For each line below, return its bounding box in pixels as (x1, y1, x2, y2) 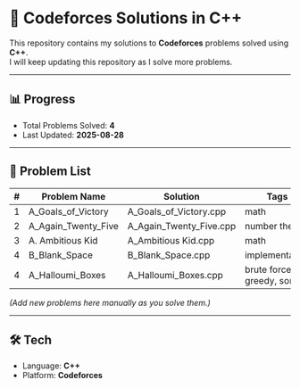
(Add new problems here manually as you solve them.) (9, 297, 212, 308)
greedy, (244, 274, 278, 286)
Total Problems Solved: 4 (21, 120, 115, 130)
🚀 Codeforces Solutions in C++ (9, 8, 243, 29)
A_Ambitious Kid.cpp (127, 234, 215, 246)
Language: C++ (21, 360, 80, 371)
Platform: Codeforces (21, 370, 103, 381)
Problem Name (41, 190, 106, 202)
